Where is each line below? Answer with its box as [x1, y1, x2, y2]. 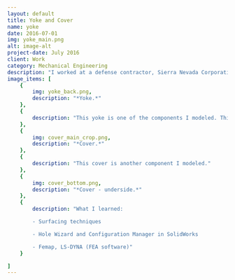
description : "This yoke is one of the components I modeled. [32, 114, 218, 121]
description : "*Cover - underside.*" [32, 186, 142, 193]
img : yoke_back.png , [32, 88, 92, 95]
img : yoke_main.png [7, 36, 64, 43]
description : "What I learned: [32, 206, 124, 213]
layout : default [7, 10, 55, 17]
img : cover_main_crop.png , [32, 134, 111, 141]
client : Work [7, 56, 45, 63]
